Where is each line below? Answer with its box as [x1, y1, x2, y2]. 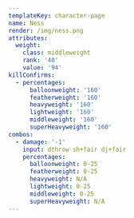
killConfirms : [8, 71, 56, 79]
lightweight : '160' [29, 109, 94, 117]
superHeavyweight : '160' [29, 123, 112, 131]
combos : [8, 130, 34, 138]
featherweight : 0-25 [29, 168, 98, 176]
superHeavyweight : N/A [29, 197, 105, 205]
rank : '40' [22, 57, 59, 65]
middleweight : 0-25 [29, 189, 94, 198]
